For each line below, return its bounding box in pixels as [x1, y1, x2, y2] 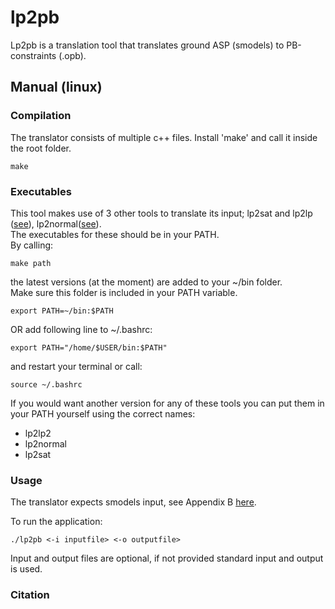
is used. [10, 563, 43, 575]
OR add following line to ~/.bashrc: [10, 323, 153, 335]
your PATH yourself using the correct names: [10, 407, 196, 420]
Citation [10, 588, 50, 602]
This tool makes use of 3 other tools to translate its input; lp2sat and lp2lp [10, 207, 313, 219]
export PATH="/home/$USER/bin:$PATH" [10, 342, 168, 353]
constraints [10, 49, 57, 61]
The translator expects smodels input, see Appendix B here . [10, 496, 257, 508]
